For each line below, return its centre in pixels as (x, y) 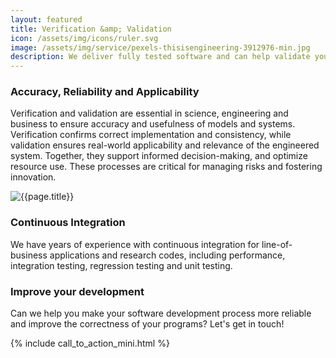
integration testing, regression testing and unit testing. (121, 265)
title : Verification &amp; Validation (91, 29)
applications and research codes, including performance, (167, 255)
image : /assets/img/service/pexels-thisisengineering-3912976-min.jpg (160, 47)
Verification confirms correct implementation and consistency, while (151, 135)
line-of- (277, 244)
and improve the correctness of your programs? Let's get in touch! (147, 324)
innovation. (33, 177)
